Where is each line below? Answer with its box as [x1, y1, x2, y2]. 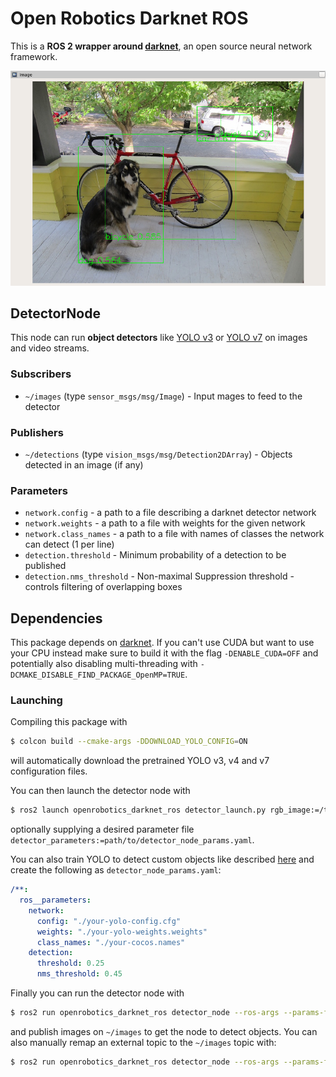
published [24, 560, 67, 572]
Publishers [10, 425, 64, 439]
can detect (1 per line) [24, 538, 115, 551]
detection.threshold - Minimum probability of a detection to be [24, 549, 287, 561]
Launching [10, 693, 63, 707]
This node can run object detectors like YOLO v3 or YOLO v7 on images [10, 332, 308, 344]
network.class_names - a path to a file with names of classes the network [24, 528, 325, 540]
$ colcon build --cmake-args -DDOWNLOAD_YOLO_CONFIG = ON [10, 737, 248, 747]
